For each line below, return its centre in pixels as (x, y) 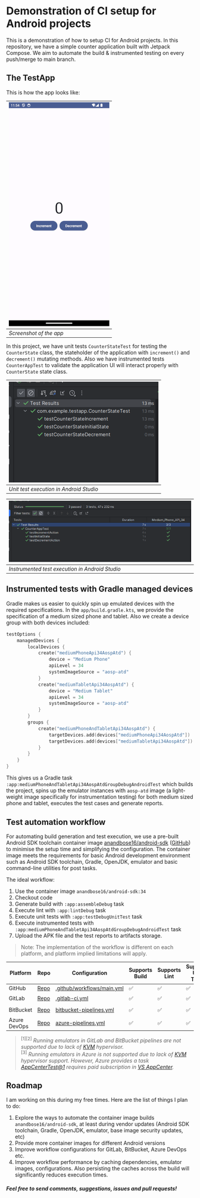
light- (179, 791)
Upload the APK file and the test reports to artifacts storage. (88, 935)
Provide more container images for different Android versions (90, 1143)
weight (15, 797)
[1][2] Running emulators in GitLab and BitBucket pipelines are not (101, 1040)
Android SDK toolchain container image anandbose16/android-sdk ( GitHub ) (99, 842)
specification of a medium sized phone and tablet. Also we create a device (98, 616)
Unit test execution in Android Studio (53, 489)
